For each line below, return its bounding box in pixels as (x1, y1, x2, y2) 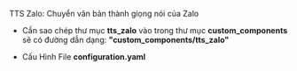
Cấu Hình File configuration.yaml (21, 52, 146, 61)
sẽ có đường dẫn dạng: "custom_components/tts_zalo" (21, 35, 230, 45)
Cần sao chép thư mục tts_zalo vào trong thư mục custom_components (21, 25, 288, 35)
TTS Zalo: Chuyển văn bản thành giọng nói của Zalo (9, 9, 199, 18)
